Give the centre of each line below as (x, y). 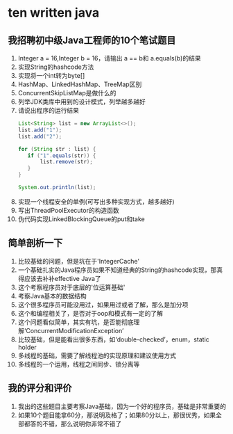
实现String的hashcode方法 (56, 67)
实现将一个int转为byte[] (51, 75)
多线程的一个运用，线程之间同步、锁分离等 (79, 364)
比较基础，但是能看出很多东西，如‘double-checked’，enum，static (114, 339)
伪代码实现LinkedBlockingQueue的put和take (81, 219)
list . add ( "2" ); (40, 136)
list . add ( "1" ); (40, 130)
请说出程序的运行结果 (48, 110)
